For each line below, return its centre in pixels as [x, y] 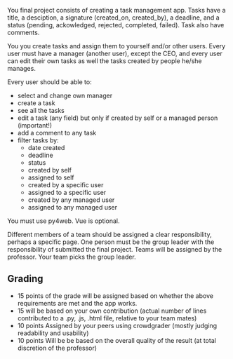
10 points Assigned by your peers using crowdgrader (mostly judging [117, 325]
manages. [22, 68]
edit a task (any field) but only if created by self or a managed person [118, 118]
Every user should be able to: [50, 82]
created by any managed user [71, 200]
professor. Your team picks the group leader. [72, 257]
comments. [24, 32]
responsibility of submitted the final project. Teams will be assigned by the [115, 249]
